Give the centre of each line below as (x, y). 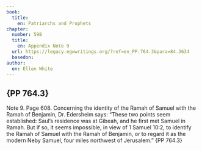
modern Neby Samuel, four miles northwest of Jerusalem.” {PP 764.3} (94, 140)
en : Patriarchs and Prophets (54, 23)
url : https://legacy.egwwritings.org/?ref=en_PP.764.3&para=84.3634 (101, 52)
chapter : (17, 29)
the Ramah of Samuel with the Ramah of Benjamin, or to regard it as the (96, 134)
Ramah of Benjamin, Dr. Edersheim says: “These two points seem (88, 115)
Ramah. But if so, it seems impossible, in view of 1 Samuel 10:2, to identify (99, 127)
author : (16, 63)
